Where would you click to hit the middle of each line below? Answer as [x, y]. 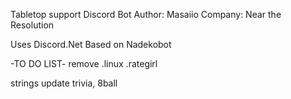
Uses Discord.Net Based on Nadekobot [91, 44]
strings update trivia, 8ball [64, 83]
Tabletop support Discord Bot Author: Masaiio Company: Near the [146, 14]
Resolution [32, 25]
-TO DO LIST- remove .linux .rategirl [84, 63]
